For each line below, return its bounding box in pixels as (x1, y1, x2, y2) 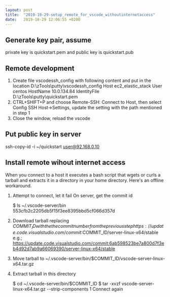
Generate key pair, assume (5, 36, 92, 44)
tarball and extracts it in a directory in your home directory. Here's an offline (5, 177, 164, 183)
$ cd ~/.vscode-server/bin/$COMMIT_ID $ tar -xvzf (12, 281, 121, 287)
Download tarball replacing (12, 217, 70, 224)
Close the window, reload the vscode (12, 115, 90, 121)
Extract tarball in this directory (12, 271, 76, 277)
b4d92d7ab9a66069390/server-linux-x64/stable (12, 246, 115, 252)
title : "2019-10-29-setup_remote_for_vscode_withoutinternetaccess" (5, 12, 156, 17)
